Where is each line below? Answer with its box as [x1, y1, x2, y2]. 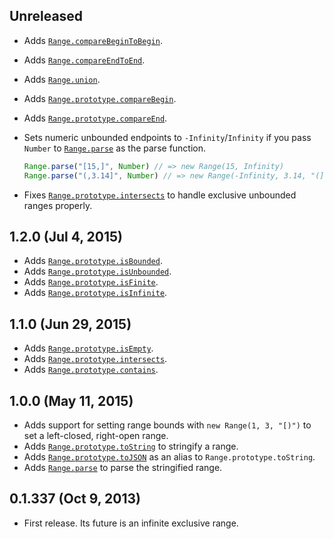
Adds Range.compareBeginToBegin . [23, 34, 163, 46]
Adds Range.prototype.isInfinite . [23, 287, 168, 299]
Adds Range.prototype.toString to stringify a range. [23, 440, 239, 452]
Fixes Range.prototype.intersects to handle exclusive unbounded [23, 189, 297, 201]
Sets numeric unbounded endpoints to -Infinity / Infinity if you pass [23, 131, 312, 143]
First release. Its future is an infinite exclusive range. [23, 517, 239, 529]
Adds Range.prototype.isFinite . [23, 276, 159, 288]
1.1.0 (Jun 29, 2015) [9, 315, 132, 333]
